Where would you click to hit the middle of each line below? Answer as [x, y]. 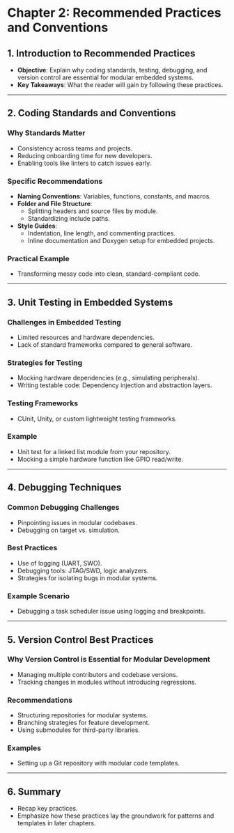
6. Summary [34, 792]
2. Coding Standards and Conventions [92, 113]
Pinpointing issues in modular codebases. [77, 522]
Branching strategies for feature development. [84, 723]
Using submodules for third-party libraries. [79, 730]
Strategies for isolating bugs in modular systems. [87, 578]
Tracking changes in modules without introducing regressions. [107, 682]
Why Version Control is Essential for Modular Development [109, 660]
